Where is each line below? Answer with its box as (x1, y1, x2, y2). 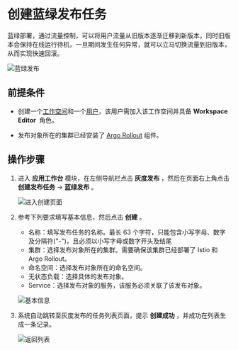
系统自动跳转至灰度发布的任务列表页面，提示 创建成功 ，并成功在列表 (17, 311, 220, 320)
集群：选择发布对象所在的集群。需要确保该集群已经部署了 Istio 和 (28, 245, 218, 254)
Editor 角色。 (17, 115, 59, 124)
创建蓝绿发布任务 (7, 6, 108, 23)
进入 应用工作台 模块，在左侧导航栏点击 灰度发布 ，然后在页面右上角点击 (17, 174, 230, 182)
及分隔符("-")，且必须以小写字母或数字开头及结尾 (28, 237, 172, 245)
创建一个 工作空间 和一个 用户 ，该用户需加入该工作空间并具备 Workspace (17, 107, 228, 115)
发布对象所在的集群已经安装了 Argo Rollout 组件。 (17, 130, 163, 139)
